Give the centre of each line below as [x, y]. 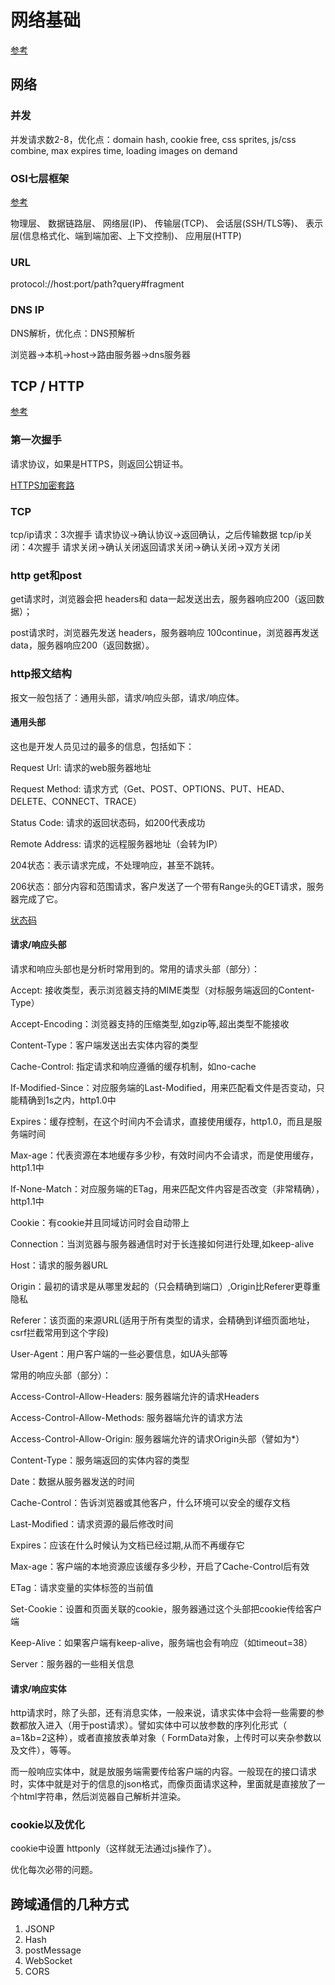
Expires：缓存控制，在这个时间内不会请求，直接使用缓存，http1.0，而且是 [162, 1121]
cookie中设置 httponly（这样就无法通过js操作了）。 [113, 1848]
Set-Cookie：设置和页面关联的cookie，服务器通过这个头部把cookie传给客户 [166, 1608]
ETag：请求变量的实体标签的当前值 [82, 1587]
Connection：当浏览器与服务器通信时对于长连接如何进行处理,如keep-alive [162, 1243]
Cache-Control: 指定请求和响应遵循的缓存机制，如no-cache [133, 1066]
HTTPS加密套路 [42, 485]
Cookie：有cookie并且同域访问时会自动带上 [100, 1222]
